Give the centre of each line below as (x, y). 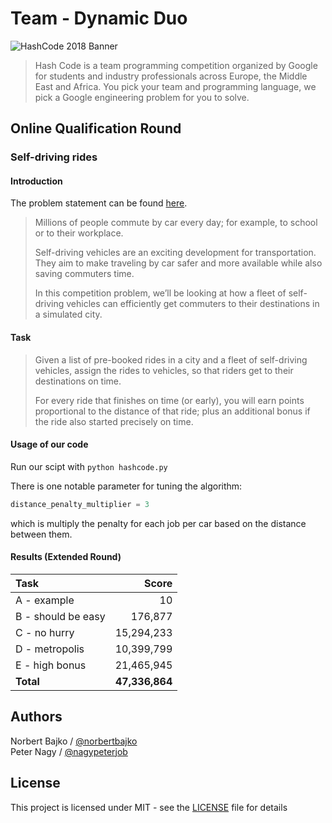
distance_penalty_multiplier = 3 (80, 504)
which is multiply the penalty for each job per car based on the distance (158, 523)
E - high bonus (51, 665)
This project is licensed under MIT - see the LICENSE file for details (149, 807)
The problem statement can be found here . (99, 203)
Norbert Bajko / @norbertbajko (74, 741)
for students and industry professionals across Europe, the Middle (171, 76)
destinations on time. (78, 381)
